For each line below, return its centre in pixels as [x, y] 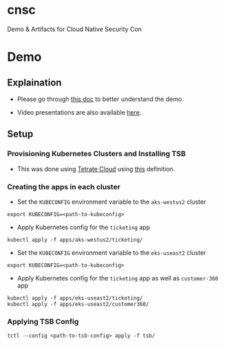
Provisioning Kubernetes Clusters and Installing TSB [96, 154]
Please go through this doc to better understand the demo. [100, 99]
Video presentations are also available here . [79, 112]
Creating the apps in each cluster [64, 186]
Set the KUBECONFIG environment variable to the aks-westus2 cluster [111, 202]
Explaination [34, 83]
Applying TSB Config [43, 321]
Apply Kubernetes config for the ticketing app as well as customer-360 [118, 278]
